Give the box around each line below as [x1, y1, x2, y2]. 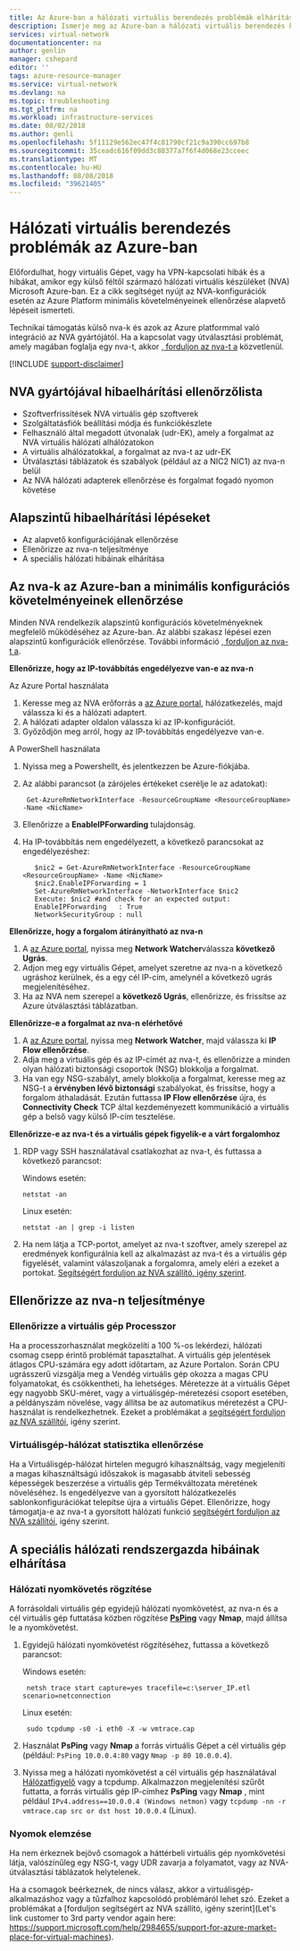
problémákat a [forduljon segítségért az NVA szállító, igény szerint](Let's [9, 1904, 277, 1914]
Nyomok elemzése [9, 1827, 92, 1840]
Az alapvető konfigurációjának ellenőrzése [21, 534, 179, 544]
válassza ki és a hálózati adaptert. [21, 706, 147, 717]
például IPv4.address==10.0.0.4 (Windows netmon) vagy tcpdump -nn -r [21, 1796, 287, 1807]
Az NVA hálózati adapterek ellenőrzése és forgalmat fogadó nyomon [21, 475, 274, 485]
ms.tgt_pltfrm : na [9, 105, 78, 114]
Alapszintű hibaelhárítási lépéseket [9, 510, 211, 526]
